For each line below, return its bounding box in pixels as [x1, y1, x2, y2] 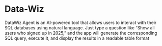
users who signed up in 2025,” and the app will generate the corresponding [4, 30, 158, 36]
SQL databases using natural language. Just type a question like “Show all [4, 24, 155, 30]
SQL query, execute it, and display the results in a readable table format [4, 35, 150, 41]
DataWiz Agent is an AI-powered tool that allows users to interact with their [4, 20, 157, 25]
